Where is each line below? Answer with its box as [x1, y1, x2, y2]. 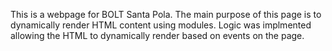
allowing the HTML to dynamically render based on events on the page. [10, 30, 305, 41]
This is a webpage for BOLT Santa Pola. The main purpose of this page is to [10, 9, 322, 20]
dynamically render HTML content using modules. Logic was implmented [10, 19, 312, 31]
